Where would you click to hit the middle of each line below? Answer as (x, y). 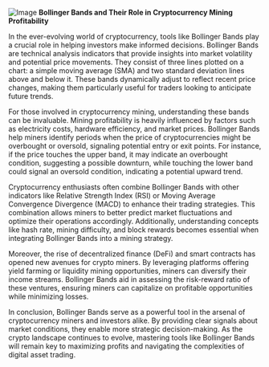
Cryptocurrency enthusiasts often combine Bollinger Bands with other (124, 187)
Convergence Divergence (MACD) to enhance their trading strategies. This (132, 204)
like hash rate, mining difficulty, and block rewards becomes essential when (134, 230)
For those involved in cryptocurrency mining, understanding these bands (129, 112)
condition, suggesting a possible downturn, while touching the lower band (131, 163)
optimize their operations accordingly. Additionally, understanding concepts (134, 221)
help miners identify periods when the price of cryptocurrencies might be (130, 137)
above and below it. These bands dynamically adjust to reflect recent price (132, 79)
